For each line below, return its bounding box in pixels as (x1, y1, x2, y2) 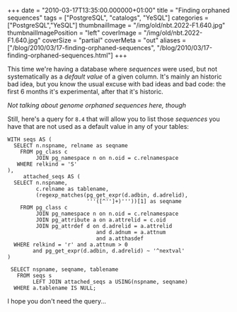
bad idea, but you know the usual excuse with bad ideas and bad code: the (7, 80, 226, 88)
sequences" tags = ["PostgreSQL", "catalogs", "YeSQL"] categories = (7, 13, 209, 22)
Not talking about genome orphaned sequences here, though (7, 101, 186, 109)
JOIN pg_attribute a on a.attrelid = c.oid (35, 216, 166, 224)
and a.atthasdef (96, 235, 144, 242)
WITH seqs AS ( (7, 136, 52, 143)
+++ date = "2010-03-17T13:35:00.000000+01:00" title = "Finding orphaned (7, 6, 230, 14)
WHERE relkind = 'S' (16, 161, 78, 168)
